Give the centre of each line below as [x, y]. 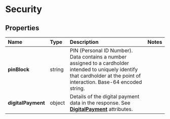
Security [24, 9]
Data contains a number [98, 57]
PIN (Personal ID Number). [101, 50]
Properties [22, 28]
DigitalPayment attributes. [101, 109]
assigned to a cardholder [99, 63]
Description [84, 42]
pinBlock [18, 69]
